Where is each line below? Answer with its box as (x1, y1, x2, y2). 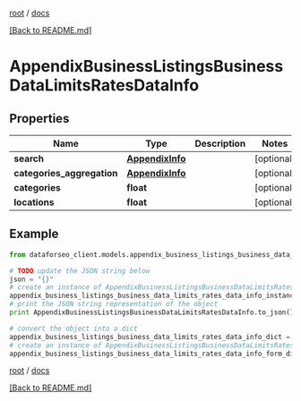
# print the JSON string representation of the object (9, 300, 219, 309)
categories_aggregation (13, 167, 118, 179)
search (13, 152, 45, 165)
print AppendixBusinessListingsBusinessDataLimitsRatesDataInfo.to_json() (9, 308, 295, 317)
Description (194, 138, 246, 149)
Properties (9, 111, 70, 126)
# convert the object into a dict (9, 324, 139, 333)
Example (9, 226, 59, 242)
